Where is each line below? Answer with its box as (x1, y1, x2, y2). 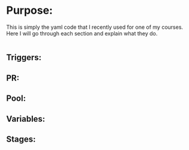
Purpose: (6, 4, 53, 17)
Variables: (6, 113, 46, 124)
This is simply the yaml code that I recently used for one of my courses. (6, 23, 184, 31)
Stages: (6, 134, 36, 144)
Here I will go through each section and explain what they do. (6, 29, 158, 37)
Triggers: (6, 52, 42, 63)
